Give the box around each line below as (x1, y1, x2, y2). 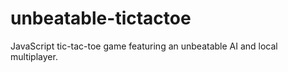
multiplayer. (10, 50, 58, 62)
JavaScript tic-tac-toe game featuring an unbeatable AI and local (10, 40, 278, 52)
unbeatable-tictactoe (10, 7, 192, 30)
